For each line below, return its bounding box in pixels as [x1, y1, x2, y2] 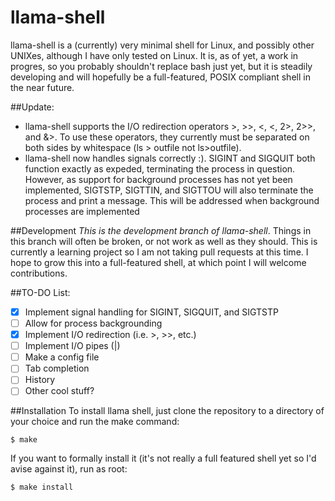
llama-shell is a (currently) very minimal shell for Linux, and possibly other [10, 39, 315, 51]
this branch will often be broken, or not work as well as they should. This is [10, 235, 318, 247]
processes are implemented [24, 205, 140, 217]
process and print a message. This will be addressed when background [24, 194, 320, 206]
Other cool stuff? [24, 385, 95, 397]
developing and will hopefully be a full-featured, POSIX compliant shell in [10, 71, 311, 83]
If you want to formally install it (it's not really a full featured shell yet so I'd [10, 452, 317, 465]
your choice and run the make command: [10, 416, 180, 428]
